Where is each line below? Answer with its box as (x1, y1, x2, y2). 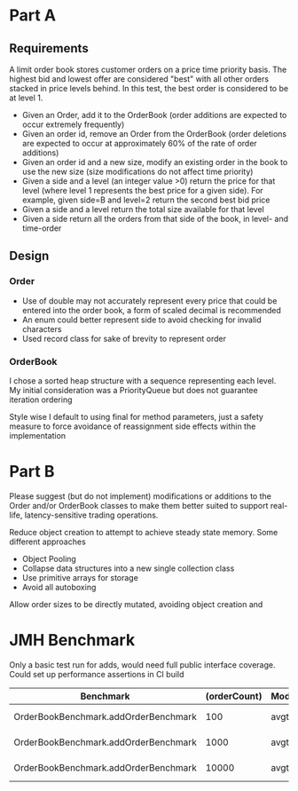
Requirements (9, 41, 89, 56)
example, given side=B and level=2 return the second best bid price (21, 194, 271, 205)
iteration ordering (9, 394, 73, 405)
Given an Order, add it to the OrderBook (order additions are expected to (21, 110, 287, 120)
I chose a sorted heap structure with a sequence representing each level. (9, 375, 277, 386)
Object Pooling (21, 553, 77, 564)
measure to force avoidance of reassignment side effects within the (9, 421, 256, 431)
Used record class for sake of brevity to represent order (21, 333, 226, 344)
